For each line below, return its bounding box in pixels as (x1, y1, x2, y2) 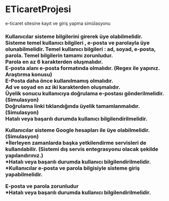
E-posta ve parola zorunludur (5, 182, 79, 189)
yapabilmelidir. (5, 171, 43, 178)
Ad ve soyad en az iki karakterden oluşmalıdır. (5, 84, 120, 91)
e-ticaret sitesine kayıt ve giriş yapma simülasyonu (5, 20, 111, 26)
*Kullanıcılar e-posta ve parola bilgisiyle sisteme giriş (5, 165, 140, 172)
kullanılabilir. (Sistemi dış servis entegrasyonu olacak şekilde (5, 146, 158, 153)
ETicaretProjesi (5, 4, 71, 15)
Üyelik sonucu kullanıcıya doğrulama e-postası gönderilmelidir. (5, 90, 164, 97)
